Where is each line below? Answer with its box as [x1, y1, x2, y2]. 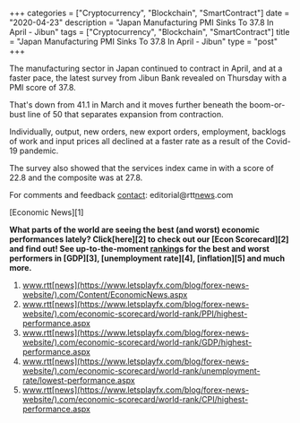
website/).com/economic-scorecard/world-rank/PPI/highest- [21, 308, 248, 319]
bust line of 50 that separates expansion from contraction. [9, 109, 224, 119]
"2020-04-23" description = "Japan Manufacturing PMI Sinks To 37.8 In [9, 17, 275, 28]
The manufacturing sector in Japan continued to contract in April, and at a [9, 63, 283, 73]
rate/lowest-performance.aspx [21, 376, 136, 385]
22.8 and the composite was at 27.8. [9, 172, 143, 183]
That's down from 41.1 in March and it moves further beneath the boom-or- [9, 99, 286, 110]
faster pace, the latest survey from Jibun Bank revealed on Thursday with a [9, 73, 287, 83]
